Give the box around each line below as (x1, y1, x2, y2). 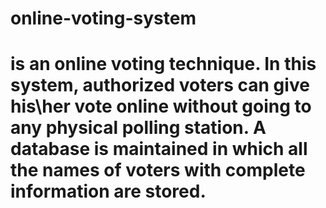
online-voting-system (10, 7, 197, 30)
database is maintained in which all (10, 138, 308, 161)
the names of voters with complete (10, 159, 306, 182)
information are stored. (10, 180, 207, 203)
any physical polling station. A (10, 117, 267, 139)
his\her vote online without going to (10, 95, 312, 118)
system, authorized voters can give (10, 74, 310, 97)
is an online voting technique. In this (10, 53, 317, 76)
